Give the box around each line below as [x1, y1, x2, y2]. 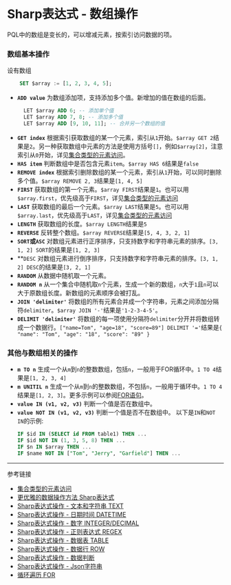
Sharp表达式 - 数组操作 [7, 6, 138, 22]
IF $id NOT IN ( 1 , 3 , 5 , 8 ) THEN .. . [16, 437, 126, 444]
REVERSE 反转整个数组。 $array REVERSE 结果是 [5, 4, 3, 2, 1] [16, 228, 190, 237]
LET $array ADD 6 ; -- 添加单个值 [23, 108, 114, 115]
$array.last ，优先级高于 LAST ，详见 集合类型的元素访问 [16, 211, 173, 219]
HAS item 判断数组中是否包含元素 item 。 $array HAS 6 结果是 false [16, 159, 199, 168]
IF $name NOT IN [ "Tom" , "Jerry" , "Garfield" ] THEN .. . [16, 450, 181, 457]
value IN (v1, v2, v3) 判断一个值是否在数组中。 [16, 399, 157, 408]
